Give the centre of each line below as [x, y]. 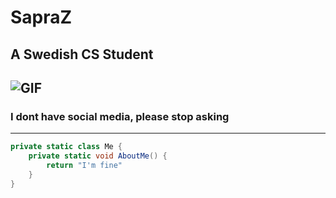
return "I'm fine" [84, 166]
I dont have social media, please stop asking [120, 116]
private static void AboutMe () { [98, 156]
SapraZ [41, 17]
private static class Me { [66, 147]
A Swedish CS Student [82, 54]
